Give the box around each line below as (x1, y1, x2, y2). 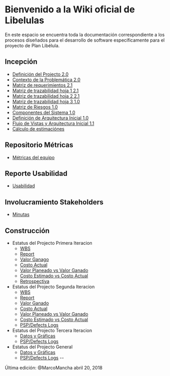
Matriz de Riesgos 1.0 (12, 104, 58, 110)
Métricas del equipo (12, 154, 55, 160)
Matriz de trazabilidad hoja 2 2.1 (12, 93, 80, 99)
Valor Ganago (20, 256, 49, 262)
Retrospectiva (20, 278, 50, 284)
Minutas (12, 211, 30, 218)
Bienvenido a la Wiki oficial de (5, 4, 135, 15)
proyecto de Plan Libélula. (5, 42, 60, 48)
